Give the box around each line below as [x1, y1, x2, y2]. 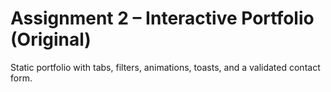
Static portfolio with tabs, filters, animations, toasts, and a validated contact [10, 61, 321, 73]
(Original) [10, 28, 92, 51]
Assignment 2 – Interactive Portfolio [10, 7, 315, 30]
